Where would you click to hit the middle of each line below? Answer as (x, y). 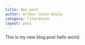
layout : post (18, 23)
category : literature (27, 19)
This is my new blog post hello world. (43, 37)
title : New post (22, 10)
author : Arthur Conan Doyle (34, 14)
